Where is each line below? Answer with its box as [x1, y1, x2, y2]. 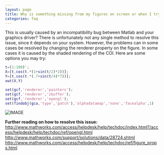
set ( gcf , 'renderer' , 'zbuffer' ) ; [5, 92, 71, 97]
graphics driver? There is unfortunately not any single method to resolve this [5, 35, 159, 40]
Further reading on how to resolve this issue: [5, 119, 98, 125]
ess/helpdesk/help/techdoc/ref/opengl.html [5, 130, 93, 136]
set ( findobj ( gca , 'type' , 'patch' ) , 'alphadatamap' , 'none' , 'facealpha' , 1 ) [5, 101, 154, 106]
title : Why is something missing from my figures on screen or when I [5, 12, 152, 17]
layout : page [5, 7, 32, 12]
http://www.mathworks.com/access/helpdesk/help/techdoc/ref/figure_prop [5, 140, 157, 146]
